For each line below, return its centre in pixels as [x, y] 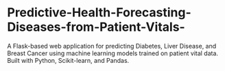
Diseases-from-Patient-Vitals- [96, 27]
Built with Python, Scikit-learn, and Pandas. [68, 60]
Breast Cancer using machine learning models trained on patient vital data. [113, 53]
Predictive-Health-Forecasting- [99, 13]
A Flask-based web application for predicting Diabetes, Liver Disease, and [112, 46]
